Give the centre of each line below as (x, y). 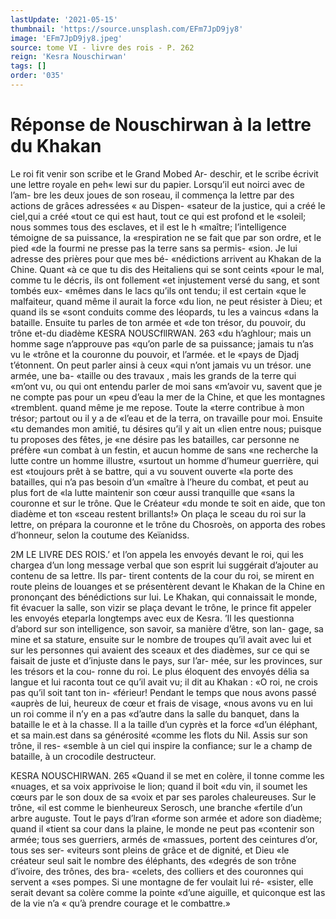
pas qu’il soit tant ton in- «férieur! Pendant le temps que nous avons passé (163, 692)
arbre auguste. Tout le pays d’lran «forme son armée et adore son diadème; (166, 818)
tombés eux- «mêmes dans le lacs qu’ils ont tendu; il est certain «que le (158, 290)
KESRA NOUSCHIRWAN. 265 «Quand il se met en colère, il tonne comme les (167, 775)
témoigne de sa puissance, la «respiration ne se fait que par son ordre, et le (166, 237)
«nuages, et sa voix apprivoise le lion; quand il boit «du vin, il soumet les (159, 786)
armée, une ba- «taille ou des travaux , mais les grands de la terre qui (153, 375)
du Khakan (56, 146)
